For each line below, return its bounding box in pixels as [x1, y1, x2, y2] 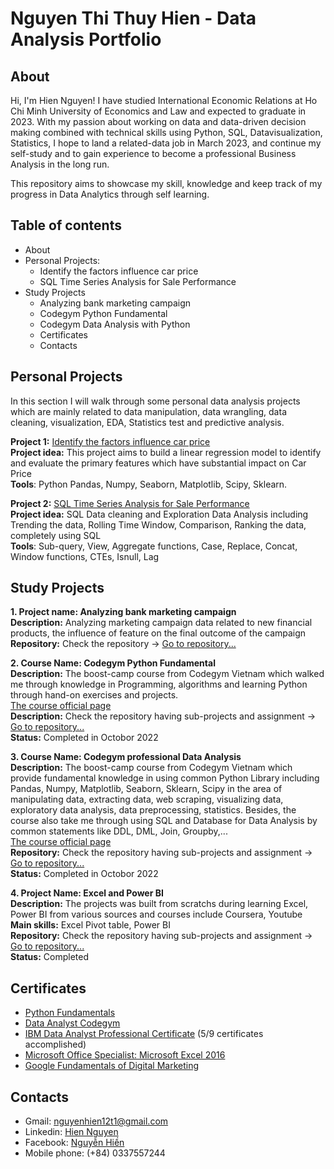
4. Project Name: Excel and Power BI [10, 887, 164, 899]
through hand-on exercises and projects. [10, 689, 179, 701]
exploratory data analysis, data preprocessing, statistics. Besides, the [10, 804, 297, 816]
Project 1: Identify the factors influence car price [10, 435, 211, 447]
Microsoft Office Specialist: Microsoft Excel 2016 [24, 1049, 226, 1061]
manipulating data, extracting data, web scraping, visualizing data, [10, 793, 284, 806]
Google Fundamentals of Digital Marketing [24, 1060, 199, 1072]
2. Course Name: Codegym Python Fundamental [10, 657, 216, 669]
